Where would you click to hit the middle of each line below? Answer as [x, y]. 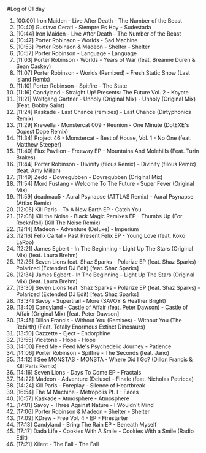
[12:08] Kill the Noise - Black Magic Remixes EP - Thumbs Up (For [99, 216]
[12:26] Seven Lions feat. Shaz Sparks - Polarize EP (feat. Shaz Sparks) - [108, 262]
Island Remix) [33, 79]
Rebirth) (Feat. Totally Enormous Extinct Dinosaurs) [81, 327]
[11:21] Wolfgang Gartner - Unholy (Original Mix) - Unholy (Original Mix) [106, 99]
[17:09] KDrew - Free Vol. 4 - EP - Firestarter [72, 418]
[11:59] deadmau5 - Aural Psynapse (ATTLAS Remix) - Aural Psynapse [105, 196]
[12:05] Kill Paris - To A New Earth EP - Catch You [78, 210]
